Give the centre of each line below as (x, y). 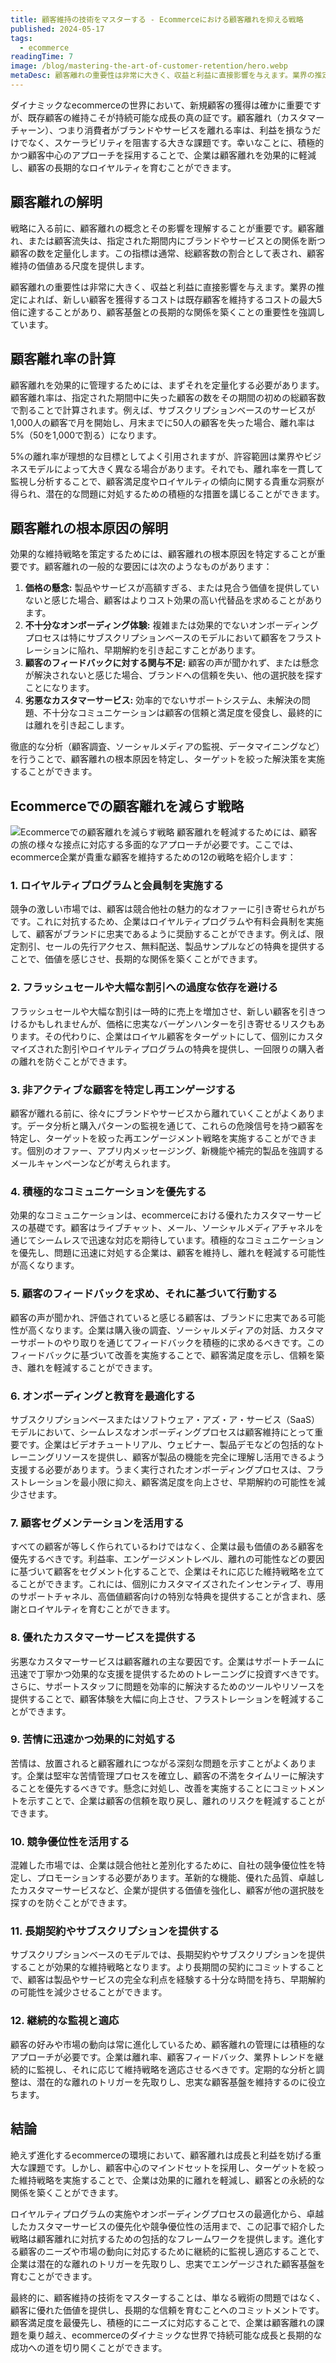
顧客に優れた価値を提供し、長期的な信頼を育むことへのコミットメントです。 (167, 2310)
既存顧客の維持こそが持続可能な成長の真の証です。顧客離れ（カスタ (167, 117)
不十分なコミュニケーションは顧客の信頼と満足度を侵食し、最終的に (182, 713)
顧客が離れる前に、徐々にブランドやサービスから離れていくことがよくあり (163, 1113)
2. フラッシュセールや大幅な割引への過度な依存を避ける (144, 988)
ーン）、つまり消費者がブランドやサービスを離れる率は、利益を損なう (170, 130)
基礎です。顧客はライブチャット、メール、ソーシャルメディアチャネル (171, 1228)
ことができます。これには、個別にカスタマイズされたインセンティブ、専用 (171, 1584)
